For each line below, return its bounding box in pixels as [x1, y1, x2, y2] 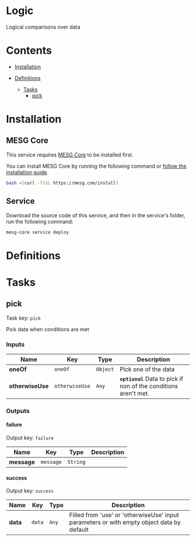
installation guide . [6, 168, 48, 176]
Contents [6, 44, 52, 57]
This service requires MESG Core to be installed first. [6, 151, 134, 158]
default [69, 526, 89, 534]
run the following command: [6, 218, 74, 225]
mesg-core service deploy [6, 229, 69, 235]
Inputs [6, 340, 25, 348]
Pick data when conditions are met [6, 325, 89, 332]
